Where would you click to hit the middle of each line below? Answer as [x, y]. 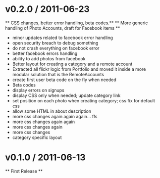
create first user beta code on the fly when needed [64, 80]
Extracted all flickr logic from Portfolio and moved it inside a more [79, 69]
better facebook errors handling [45, 53]
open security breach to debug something [55, 43]
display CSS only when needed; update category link [66, 95]
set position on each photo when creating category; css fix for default [83, 100]
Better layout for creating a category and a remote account [72, 64]
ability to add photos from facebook [49, 58]
